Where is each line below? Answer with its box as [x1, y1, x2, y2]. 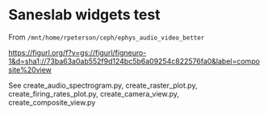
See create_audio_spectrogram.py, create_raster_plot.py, [8, 80, 198, 90]
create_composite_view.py [8, 97, 96, 107]
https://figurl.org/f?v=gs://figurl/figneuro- [8, 47, 147, 57]
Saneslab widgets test [8, 6, 161, 24]
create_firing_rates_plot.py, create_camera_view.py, [8, 88, 179, 98]
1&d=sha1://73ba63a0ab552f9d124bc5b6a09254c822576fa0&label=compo [8, 56, 261, 66]
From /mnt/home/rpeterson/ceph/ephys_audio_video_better [8, 32, 205, 42]
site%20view [8, 64, 52, 74]
